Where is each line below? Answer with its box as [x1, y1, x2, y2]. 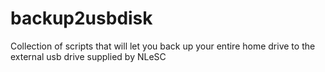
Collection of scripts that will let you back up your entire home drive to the [10, 40, 316, 52]
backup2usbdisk [10, 7, 153, 30]
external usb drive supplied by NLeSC [10, 50, 167, 62]
